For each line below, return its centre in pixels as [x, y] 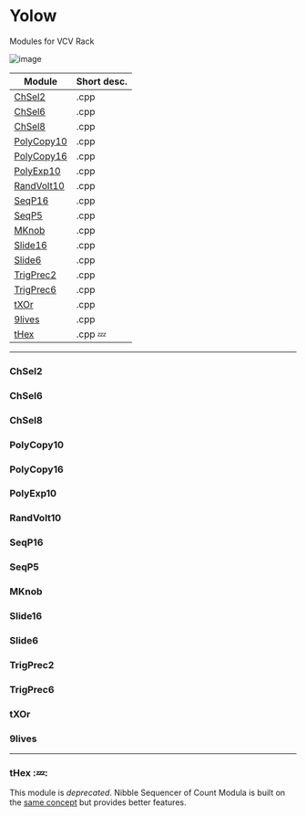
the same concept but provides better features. [98, 802]
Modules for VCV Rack [52, 41]
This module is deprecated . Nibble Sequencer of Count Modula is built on [148, 793]
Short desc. [102, 81]
